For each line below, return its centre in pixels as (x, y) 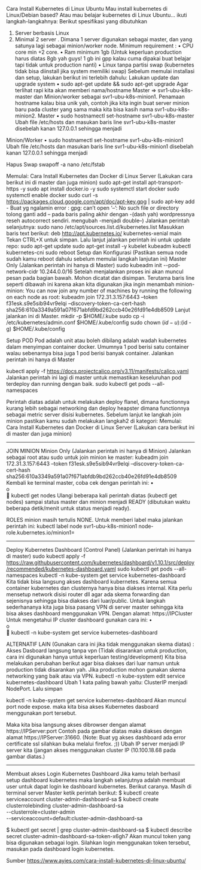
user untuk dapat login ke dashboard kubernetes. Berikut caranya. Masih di (99, 786)
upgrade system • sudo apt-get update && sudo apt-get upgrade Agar (101, 84)
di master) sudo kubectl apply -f (46, 556)
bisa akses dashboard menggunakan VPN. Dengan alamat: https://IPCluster (99, 613)
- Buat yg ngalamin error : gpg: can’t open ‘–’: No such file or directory (93, 208)
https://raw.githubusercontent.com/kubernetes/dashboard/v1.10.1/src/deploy (100, 562)
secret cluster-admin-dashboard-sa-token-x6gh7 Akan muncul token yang (98, 836)
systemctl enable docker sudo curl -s (52, 195)
